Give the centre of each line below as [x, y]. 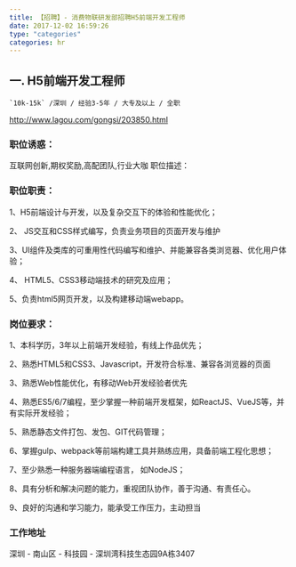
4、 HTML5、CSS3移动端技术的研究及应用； [91, 279]
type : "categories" [45, 34]
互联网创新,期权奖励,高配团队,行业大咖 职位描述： [100, 166]
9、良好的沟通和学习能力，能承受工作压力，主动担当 [105, 507]
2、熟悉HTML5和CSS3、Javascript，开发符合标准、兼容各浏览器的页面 [140, 364]
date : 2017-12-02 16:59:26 [59, 26]
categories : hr [37, 42]
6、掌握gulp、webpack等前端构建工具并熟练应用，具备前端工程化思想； [141, 450]
